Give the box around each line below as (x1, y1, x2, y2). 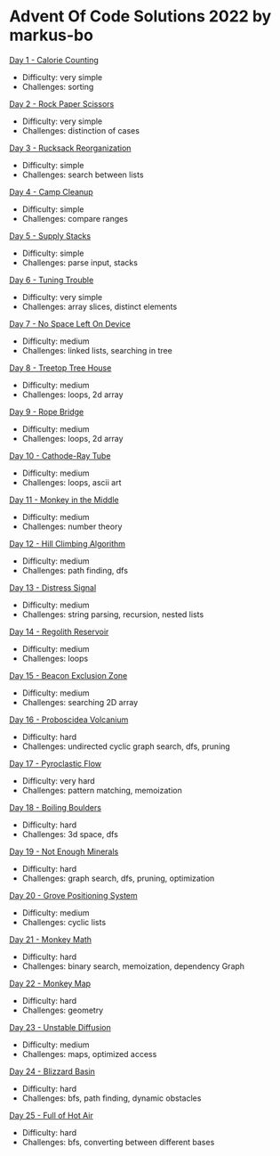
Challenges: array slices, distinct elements (21, 301, 178, 312)
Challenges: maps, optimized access (21, 1048, 157, 1059)
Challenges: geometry (21, 1005, 104, 1015)
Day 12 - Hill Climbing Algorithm (9, 538, 126, 549)
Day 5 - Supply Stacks (9, 230, 92, 241)
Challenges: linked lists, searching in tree (21, 345, 173, 355)
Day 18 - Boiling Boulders (9, 802, 102, 812)
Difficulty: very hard (21, 775, 95, 786)
